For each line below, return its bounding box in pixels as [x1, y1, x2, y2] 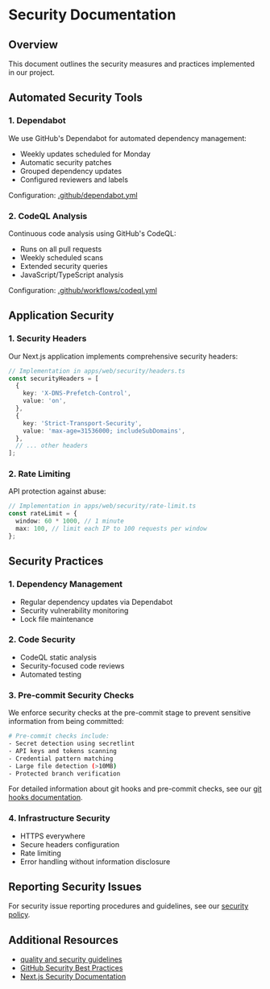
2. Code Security [8, 634, 76, 645]
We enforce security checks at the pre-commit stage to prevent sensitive [8, 708, 251, 718]
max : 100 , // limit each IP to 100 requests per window [15, 525, 207, 533]
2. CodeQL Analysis [8, 210, 88, 221]
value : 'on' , [23, 397, 67, 405]
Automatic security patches [19, 157, 112, 167]
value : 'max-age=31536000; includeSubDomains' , [23, 427, 185, 435]
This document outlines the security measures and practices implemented [8, 59, 255, 68]
